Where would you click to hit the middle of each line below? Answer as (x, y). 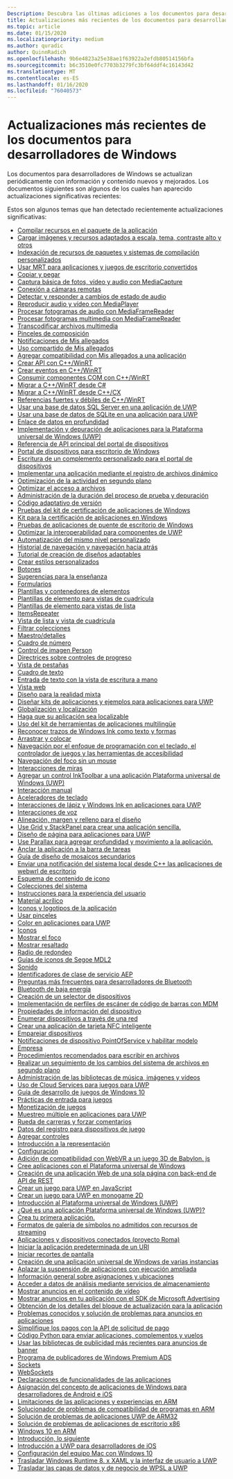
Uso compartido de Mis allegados (66, 348)
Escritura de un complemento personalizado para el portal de (105, 459)
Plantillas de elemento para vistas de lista (76, 606)
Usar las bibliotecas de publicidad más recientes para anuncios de (112, 1343)
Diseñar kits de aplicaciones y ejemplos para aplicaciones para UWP (115, 702)
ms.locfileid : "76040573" (44, 91)
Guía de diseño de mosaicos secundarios (76, 856)
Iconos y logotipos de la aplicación (67, 908)
